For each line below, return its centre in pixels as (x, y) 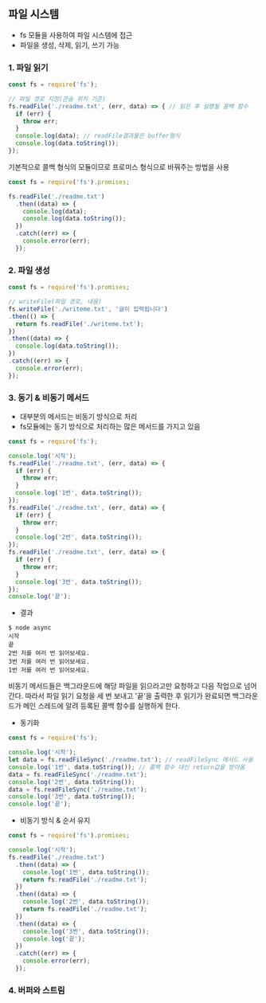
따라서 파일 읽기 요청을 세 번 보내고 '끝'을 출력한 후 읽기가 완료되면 (128, 696)
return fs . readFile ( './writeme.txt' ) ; (80, 324)
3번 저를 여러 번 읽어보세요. (49, 662)
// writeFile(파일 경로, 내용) (55, 302)
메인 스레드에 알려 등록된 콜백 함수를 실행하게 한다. (102, 706)
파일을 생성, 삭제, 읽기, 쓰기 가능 (70, 45)
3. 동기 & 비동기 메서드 (49, 398)
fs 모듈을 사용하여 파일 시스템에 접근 (76, 35)
